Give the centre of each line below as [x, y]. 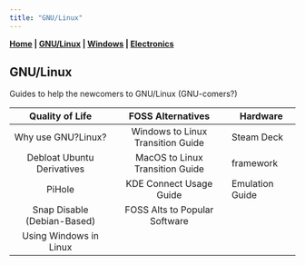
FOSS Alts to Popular [169, 210]
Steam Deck [257, 137]
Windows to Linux [169, 132]
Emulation [252, 184]
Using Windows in [61, 236]
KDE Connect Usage [169, 184]
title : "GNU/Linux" [46, 18]
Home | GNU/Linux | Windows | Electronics [92, 44]
